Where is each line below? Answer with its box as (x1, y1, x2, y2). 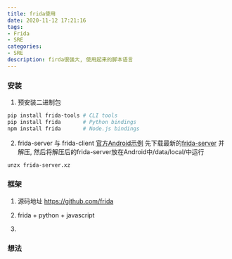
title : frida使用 (7, 10, 56, 18)
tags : (7, 23, 23, 30)
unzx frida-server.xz (7, 161, 71, 169)
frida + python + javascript (17, 210, 95, 219)
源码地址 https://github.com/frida (17, 196, 114, 205)
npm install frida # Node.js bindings (7, 125, 140, 132)
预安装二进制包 (17, 98, 61, 106)
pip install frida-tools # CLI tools (7, 112, 118, 120)
